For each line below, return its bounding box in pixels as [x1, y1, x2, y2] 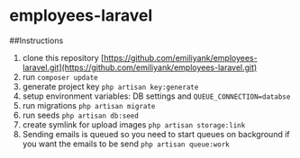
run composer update [22, 71, 98, 82]
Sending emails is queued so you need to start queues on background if [22, 128, 290, 139]
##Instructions [9, 35, 64, 46]
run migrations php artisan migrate [22, 100, 156, 110]
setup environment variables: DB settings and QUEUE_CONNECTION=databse [22, 91, 291, 101]
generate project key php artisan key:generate [22, 81, 199, 92]
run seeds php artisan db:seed [22, 110, 140, 120]
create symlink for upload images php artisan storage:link [22, 118, 246, 130]
